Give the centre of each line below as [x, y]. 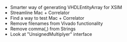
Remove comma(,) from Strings [43, 29]
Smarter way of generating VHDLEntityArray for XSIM [66, 7]
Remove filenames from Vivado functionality [56, 23]
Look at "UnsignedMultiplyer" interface [51, 34]
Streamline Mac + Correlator [40, 13]
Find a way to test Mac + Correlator [47, 18]
